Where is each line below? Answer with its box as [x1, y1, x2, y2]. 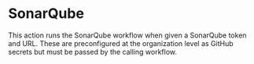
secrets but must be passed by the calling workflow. [8, 47, 177, 56]
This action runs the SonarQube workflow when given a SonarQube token [8, 30, 247, 40]
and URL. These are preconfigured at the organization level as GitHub [8, 38, 234, 48]
